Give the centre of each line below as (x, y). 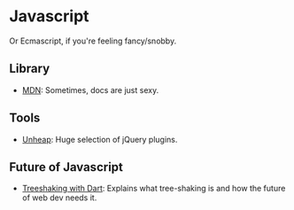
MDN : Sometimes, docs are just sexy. (90, 89)
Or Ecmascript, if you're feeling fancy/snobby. (93, 41)
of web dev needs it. (59, 198)
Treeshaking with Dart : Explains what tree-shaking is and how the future (154, 189)
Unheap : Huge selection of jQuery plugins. (100, 139)
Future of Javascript (66, 167)
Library (30, 69)
